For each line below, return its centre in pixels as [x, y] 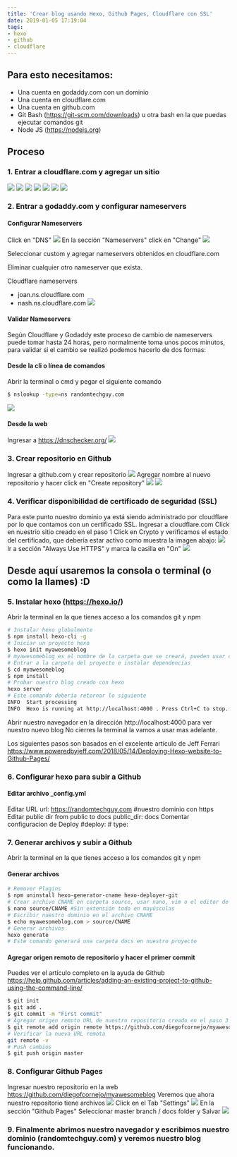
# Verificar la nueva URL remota [56, 1034]
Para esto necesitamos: [60, 75]
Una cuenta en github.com [56, 107]
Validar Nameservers [39, 319]
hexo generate [28, 935]
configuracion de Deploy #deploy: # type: [68, 824]
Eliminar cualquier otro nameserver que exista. [75, 267]
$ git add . [25, 1007]
